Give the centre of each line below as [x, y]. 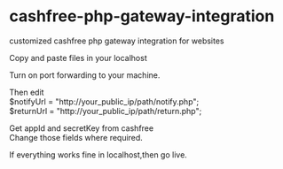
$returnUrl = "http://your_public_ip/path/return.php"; [106, 111]
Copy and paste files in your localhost [79, 58]
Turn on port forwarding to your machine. [85, 75]
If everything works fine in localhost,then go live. [98, 154]
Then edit [27, 92]
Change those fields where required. [76, 137]
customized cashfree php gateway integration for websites [117, 41]
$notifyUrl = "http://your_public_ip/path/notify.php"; [104, 101]
